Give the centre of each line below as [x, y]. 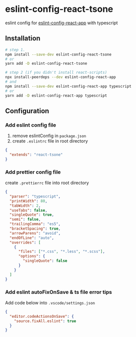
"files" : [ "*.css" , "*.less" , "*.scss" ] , [62, 252]
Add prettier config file [33, 172]
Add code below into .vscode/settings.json [50, 302]
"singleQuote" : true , [32, 215]
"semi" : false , [25, 219]
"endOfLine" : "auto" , [32, 238]
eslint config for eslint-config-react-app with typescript [62, 23]
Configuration [27, 111]
